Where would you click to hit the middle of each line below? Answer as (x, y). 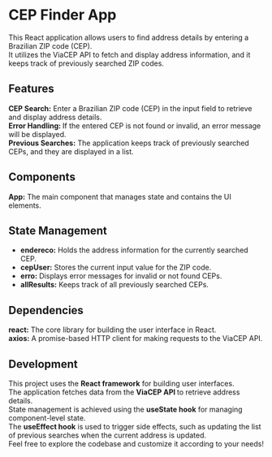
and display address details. (55, 117)
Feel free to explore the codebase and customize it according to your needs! (136, 444)
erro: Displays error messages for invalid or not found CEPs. (121, 276)
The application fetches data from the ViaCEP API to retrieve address (124, 392)
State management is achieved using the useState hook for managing (125, 409)
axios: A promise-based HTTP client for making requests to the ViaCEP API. (136, 338)
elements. (25, 205)
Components (42, 177)
